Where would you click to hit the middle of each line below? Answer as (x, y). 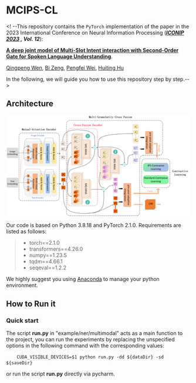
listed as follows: (26, 231)
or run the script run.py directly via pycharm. (61, 374)
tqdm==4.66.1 (46, 262)
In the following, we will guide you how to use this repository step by (89, 79)
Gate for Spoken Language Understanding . (59, 56)
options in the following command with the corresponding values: (85, 346)
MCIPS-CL (32, 10)
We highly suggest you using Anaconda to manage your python (83, 279)
